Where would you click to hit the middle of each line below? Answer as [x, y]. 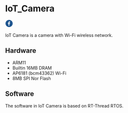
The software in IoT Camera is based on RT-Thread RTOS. [64, 106]
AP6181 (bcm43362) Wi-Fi [39, 73]
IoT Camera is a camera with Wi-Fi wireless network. [59, 35]
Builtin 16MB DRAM [32, 68]
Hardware [21, 51]
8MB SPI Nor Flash [32, 78]
